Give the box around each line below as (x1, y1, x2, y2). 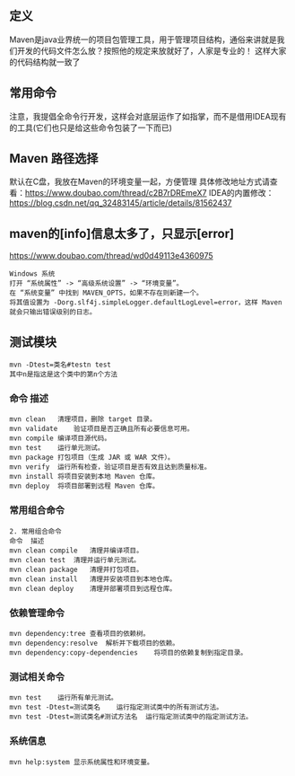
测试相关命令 (9, 670, 65, 683)
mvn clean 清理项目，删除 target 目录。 (9, 415, 157, 424)
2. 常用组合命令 (9, 526, 62, 536)
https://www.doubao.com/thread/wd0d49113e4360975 (9, 251, 213, 261)
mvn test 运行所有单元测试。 (9, 693, 118, 702)
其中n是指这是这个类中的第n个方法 (9, 370, 118, 379)
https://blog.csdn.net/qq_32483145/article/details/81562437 (9, 198, 232, 208)
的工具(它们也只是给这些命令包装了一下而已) (9, 122, 173, 133)
